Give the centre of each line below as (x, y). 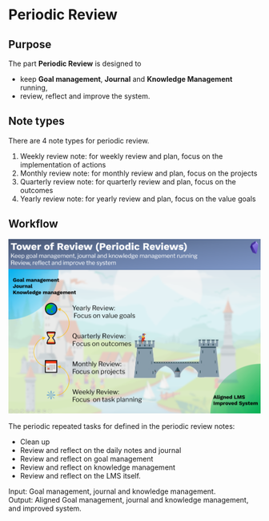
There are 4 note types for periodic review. (79, 140)
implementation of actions (63, 164)
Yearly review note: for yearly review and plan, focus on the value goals (138, 199)
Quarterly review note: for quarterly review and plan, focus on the (128, 181)
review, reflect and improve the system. (85, 96)
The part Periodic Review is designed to (75, 63)
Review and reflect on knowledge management (98, 467)
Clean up (35, 442)
